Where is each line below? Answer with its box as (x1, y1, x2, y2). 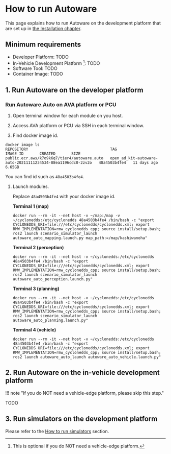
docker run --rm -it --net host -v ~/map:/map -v (12, 213, 121, 219)
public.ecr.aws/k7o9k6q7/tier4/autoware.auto (5, 156, 103, 161)
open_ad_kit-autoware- (110, 156, 158, 161)
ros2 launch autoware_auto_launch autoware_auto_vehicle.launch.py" (12, 354, 161, 360)
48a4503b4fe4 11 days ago (98, 160, 158, 165)
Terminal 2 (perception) (12, 245, 64, 251)
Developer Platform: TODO (12, 54, 69, 60)
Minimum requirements (5, 40, 81, 49)
